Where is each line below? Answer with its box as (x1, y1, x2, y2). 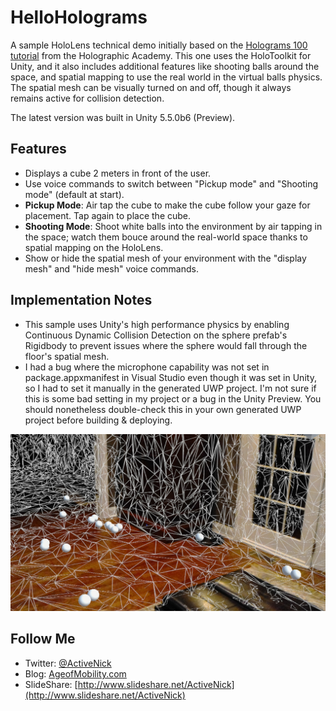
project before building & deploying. (24, 414, 173, 426)
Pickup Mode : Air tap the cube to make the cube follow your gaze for (24, 199, 311, 211)
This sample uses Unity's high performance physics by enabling (24, 318, 290, 330)
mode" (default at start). (24, 188, 125, 200)
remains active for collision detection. (10, 92, 165, 104)
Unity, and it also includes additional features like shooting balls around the (10, 60, 320, 72)
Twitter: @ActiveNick (24, 657, 112, 669)
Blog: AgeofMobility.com (24, 667, 127, 680)
